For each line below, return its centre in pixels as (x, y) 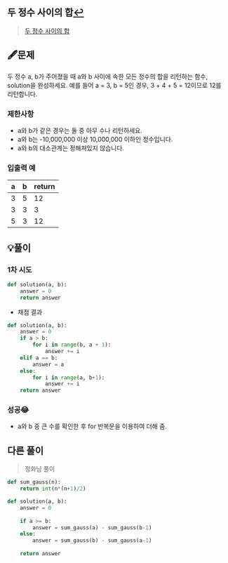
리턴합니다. (22, 94)
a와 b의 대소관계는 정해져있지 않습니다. (71, 148)
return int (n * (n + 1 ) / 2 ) (53, 489)
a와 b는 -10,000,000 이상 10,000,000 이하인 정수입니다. (95, 139)
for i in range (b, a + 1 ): (72, 345)
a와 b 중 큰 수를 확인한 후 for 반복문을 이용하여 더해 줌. (92, 426)
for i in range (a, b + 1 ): (69, 378)
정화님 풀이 (40, 469)
